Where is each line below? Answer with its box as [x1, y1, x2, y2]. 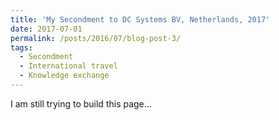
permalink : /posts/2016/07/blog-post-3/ [10, 33, 182, 43]
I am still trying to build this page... [10, 97, 152, 110]
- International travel [19, 61, 118, 71]
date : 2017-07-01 [10, 24, 83, 34]
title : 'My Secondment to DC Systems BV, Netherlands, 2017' [10, 14, 271, 25]
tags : [10, 42, 33, 53]
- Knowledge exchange [19, 71, 110, 81]
